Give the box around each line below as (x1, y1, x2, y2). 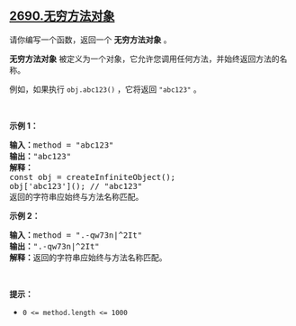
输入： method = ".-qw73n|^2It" (9, 230, 142, 240)
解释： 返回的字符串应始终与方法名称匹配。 (9, 252, 167, 263)
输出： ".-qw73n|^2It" (9, 241, 101, 251)
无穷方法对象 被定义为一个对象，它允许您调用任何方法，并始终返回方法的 (9, 53, 280, 64)
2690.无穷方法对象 (9, 8, 115, 24)
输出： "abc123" (9, 151, 72, 161)
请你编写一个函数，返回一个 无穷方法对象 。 (9, 34, 172, 45)
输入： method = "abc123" (9, 140, 114, 150)
